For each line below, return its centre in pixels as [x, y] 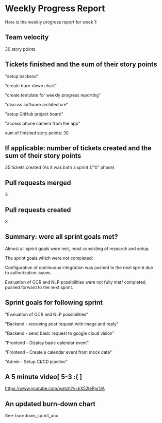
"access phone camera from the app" [43, 123]
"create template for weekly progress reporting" [53, 95]
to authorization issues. [28, 272]
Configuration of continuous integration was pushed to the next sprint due [79, 267]
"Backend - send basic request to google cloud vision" [60, 333]
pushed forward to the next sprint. [39, 287]
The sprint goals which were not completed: [49, 258]
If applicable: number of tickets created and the [78, 148]
